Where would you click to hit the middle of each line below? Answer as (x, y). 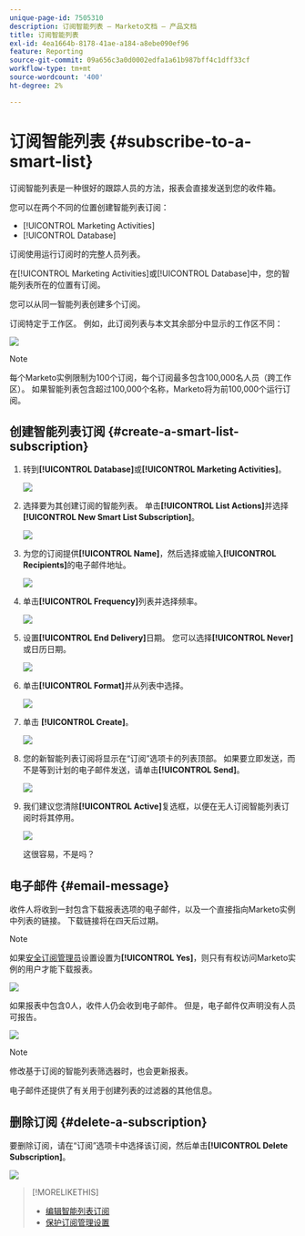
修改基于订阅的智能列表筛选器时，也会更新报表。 (101, 1071)
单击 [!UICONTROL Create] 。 (78, 722)
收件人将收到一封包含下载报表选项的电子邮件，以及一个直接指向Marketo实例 (152, 909)
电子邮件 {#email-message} (90, 886)
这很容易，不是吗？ (59, 854)
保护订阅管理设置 (77, 1222)
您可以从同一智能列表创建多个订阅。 (77, 304)
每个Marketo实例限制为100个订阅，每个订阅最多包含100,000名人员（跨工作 (150, 377)
